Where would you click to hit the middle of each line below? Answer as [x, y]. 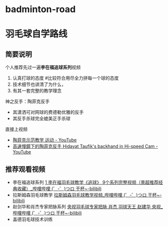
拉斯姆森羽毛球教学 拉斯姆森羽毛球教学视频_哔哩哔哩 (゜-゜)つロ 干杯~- [87, 195]
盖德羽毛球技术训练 [33, 219]
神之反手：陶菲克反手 [27, 102]
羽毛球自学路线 [36, 34]
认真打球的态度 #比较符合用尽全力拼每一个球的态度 [66, 78]
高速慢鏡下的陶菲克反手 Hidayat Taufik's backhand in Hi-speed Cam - [85, 146]
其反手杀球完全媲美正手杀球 [41, 119]
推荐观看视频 [25, 169]
